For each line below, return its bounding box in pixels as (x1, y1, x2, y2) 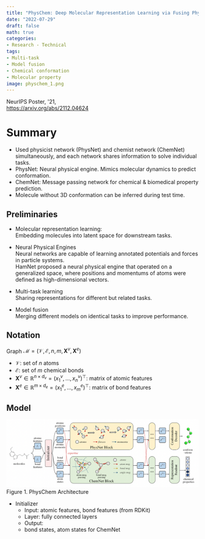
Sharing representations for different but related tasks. (15, 294, 153, 301)
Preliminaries (6, 209, 58, 220)
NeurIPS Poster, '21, (6, 98, 57, 105)
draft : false (6, 23, 40, 29)
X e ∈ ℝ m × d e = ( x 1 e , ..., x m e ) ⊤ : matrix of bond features (15, 382, 151, 393)
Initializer (15, 500, 38, 507)
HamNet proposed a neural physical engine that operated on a (15, 263, 173, 270)
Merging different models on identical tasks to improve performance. (15, 313, 189, 319)
